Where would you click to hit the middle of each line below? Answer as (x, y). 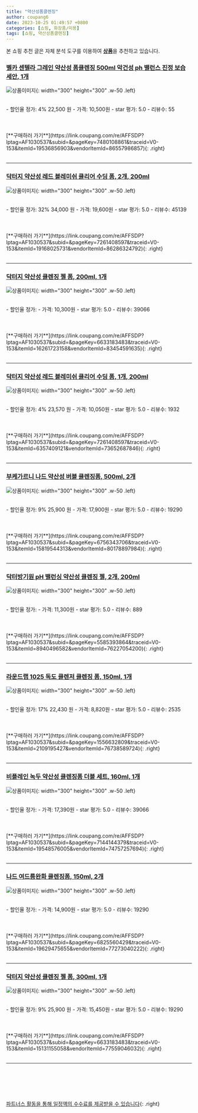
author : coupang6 (27, 17)
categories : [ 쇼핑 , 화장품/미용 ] (43, 28)
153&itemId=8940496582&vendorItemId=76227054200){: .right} (85, 648)
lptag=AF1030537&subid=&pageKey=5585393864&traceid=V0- (83, 642)
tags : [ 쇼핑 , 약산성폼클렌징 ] (38, 34)
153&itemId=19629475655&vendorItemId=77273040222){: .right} (85, 948)
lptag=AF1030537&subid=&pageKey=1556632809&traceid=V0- (83, 742)
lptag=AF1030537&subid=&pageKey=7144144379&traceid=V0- (82, 842)
